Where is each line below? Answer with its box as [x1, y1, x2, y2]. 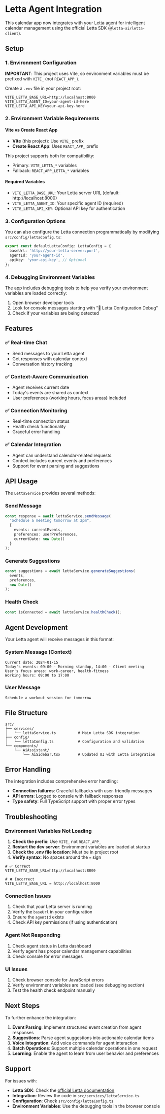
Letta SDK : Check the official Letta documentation [12, 1087, 115, 1093]
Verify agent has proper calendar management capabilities [12, 948, 132, 954]
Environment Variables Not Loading [5, 827, 92, 834]
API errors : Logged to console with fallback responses [12, 793, 124, 799]
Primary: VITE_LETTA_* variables [12, 162, 77, 168]
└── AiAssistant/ [14, 747, 50, 752]
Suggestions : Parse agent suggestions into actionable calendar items [12, 1035, 154, 1041]
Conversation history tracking [12, 361, 73, 367]
